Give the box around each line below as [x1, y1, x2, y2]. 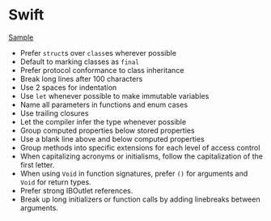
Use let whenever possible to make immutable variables [19, 91, 210, 100]
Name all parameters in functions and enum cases [19, 100, 188, 109]
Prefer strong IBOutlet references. [19, 185, 133, 195]
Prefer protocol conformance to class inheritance [19, 65, 184, 74]
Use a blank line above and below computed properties [19, 134, 205, 143]
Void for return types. [19, 176, 91, 187]
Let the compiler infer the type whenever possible [19, 117, 187, 126]
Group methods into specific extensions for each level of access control [19, 142, 260, 152]
